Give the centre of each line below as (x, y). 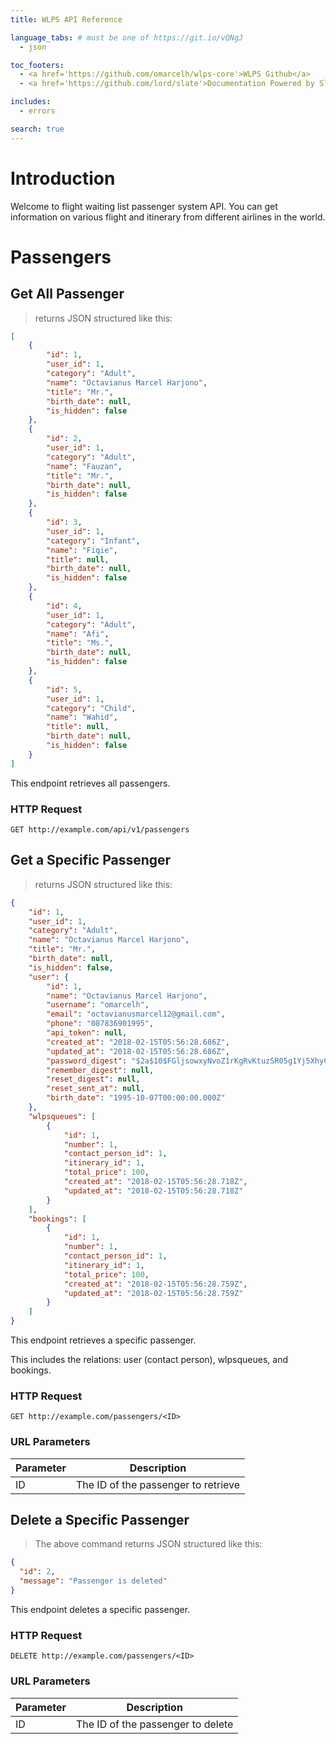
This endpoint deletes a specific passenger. (100, 1609)
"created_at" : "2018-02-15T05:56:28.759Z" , (155, 1284)
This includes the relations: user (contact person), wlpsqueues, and (149, 1360)
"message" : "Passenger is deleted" (93, 1581)
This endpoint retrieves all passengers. (90, 783)
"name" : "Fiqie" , (82, 550)
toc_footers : (37, 65)
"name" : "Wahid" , (82, 717)
